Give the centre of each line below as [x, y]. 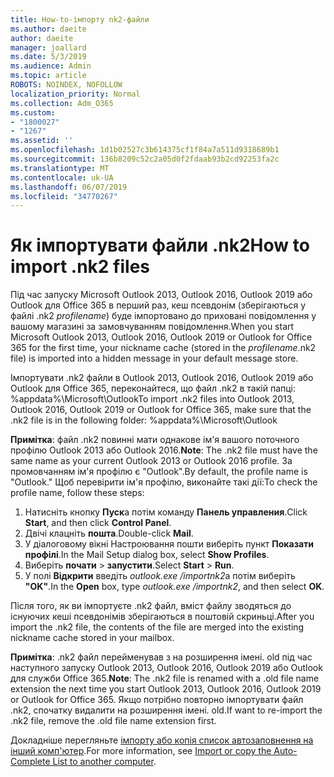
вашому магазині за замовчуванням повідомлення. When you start [152, 327]
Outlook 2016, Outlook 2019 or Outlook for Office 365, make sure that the [161, 410]
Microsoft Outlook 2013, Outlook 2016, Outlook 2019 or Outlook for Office [161, 337]
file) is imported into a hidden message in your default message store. [154, 358]
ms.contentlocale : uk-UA [62, 177]
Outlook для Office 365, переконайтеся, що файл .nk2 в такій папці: [153, 388]
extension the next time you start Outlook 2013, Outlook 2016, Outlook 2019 [166, 689]
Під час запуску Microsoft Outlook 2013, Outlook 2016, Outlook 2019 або [161, 295]
